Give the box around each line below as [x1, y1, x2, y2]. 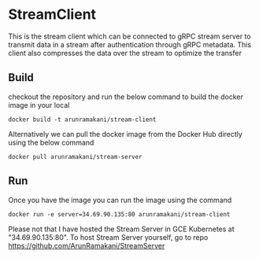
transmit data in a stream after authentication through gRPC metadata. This [8, 39, 252, 49]
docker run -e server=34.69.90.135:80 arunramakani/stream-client [8, 210, 231, 218]
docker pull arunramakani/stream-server [8, 153, 143, 160]
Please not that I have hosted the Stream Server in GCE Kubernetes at [8, 224, 235, 234]
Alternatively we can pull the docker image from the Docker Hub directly [8, 129, 242, 138]
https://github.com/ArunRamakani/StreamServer [8, 241, 165, 250]
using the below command [8, 138, 94, 147]
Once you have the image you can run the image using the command [8, 195, 232, 205]
